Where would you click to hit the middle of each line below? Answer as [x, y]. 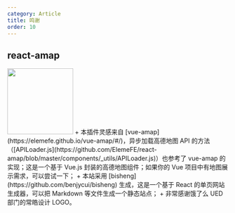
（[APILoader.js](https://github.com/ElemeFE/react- [82, 150]
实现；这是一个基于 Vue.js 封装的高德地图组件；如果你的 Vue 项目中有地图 [115, 167]
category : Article [34, 14]
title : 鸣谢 [23, 20]
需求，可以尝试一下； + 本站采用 [60, 176]
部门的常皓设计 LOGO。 [41, 202]
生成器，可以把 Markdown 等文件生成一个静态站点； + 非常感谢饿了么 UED [115, 193]
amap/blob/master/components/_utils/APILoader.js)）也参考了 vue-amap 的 [116, 158]
